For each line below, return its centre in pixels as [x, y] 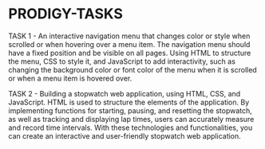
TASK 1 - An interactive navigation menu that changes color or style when [129, 36]
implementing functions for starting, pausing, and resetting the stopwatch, [131, 110]
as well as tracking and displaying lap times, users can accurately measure [131, 119]
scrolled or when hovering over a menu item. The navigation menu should [129, 44]
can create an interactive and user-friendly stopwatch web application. [125, 135]
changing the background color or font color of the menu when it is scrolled [132, 69]
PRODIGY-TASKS [66, 14]
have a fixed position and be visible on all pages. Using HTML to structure [130, 53]
